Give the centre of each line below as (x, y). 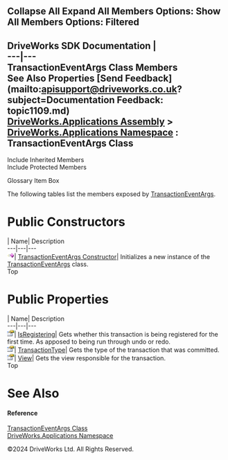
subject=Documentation (61, 100)
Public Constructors (67, 222)
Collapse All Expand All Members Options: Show (114, 11)
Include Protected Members (47, 167)
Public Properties (58, 300)
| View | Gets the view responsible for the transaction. (90, 358)
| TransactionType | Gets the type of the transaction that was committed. (117, 350)
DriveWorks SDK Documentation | (82, 45)
